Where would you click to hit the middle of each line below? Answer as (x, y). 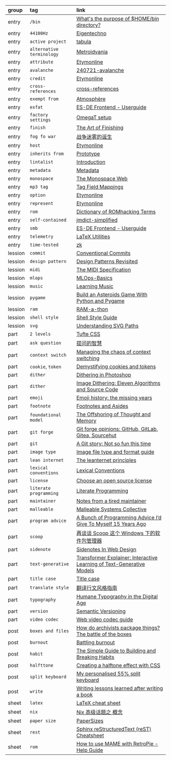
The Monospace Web (102, 179)
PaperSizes (90, 721)
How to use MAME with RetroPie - (117, 744)
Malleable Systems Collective (111, 509)
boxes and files (49, 631)
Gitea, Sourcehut (96, 435)
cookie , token (46, 366)
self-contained (48, 220)
